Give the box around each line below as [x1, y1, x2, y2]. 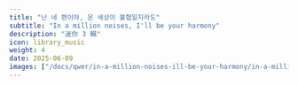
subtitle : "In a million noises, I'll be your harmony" [9, 21, 220, 30]
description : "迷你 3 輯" [9, 29, 101, 38]
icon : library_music [9, 37, 86, 47]
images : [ [9, 63, 46, 72]
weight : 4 [9, 46, 46, 55]
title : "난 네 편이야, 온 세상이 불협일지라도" [9, 12, 161, 22]
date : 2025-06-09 [9, 54, 74, 63]
